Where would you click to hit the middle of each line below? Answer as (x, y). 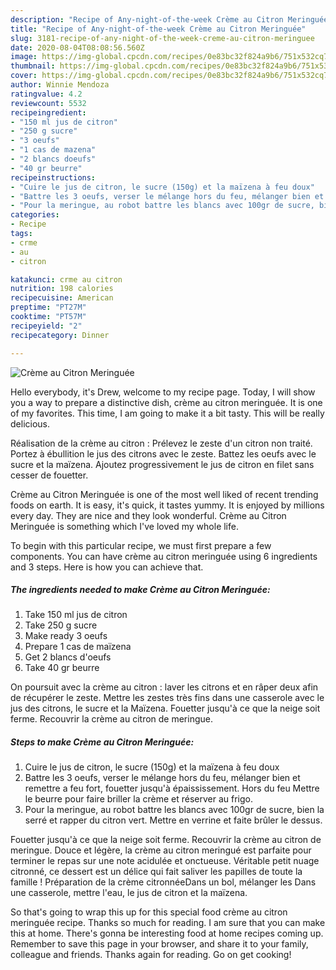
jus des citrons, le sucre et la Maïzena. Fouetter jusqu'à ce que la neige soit (165, 708)
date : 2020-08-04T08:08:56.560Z (77, 47)
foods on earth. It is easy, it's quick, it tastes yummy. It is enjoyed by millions (167, 505)
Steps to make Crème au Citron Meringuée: (102, 742)
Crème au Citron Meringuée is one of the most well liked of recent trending (164, 494)
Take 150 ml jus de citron (76, 615)
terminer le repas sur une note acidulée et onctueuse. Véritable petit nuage (165, 861)
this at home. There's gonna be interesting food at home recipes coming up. (167, 933)
